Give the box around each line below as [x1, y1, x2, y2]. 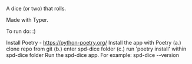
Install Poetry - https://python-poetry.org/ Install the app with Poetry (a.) [6, 39, 181, 46]
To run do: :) [6, 28, 37, 35]
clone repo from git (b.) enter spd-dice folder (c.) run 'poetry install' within [6, 45, 187, 52]
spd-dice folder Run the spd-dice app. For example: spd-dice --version [6, 52, 180, 58]
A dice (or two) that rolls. [6, 5, 67, 12]
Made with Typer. [6, 16, 49, 23]
